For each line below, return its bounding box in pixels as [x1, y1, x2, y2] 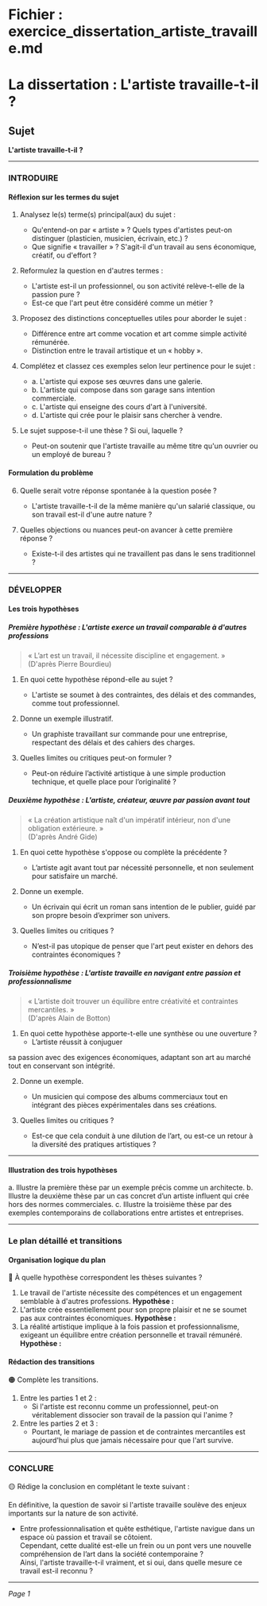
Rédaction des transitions [8, 1356, 95, 1366]
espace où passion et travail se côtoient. [19, 1532, 153, 1542]
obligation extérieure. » [27, 823, 104, 833]
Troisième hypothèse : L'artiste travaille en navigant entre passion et [8, 968, 241, 977]
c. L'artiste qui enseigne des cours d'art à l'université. [31, 402, 207, 412]
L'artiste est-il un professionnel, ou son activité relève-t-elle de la [31, 281, 245, 291]
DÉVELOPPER [8, 584, 62, 595]
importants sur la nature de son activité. [8, 1508, 139, 1518]
